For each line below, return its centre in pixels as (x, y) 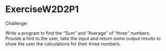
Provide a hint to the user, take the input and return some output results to (83, 38)
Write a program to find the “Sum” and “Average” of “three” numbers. (78, 33)
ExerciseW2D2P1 (42, 9)
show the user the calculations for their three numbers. (63, 43)
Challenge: (17, 23)
